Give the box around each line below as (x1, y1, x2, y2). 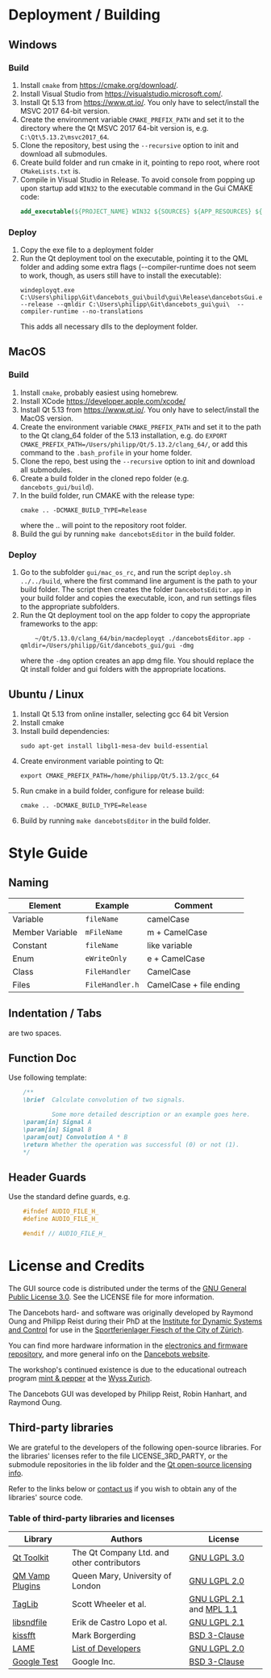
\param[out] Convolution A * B (23, 1133, 128, 1141)
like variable (146, 939, 193, 950)
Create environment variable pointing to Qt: (19, 756, 165, 766)
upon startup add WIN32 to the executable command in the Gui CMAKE (19, 183, 254, 193)
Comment (173, 900, 214, 911)
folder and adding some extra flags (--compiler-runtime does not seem (19, 262, 256, 272)
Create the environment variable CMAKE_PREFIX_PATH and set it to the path (19, 422, 261, 431)
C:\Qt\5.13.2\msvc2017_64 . (19, 132, 110, 141)
